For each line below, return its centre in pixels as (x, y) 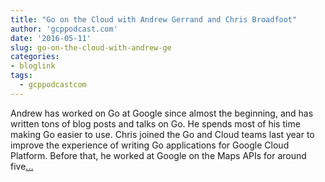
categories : (35, 57)
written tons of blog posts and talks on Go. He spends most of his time (155, 123)
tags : (21, 76)
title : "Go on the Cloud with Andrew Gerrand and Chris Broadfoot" (154, 19)
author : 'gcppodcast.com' (64, 29)
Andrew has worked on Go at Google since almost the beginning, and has (162, 113)
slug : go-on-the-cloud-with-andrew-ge (91, 47)
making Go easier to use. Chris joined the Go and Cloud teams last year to (162, 134)
